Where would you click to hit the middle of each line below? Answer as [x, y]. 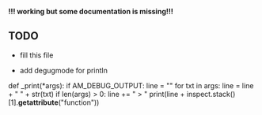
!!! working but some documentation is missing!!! [91, 11]
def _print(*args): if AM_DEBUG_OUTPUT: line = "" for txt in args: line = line [131, 85]
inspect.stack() [211, 94]
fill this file [36, 55]
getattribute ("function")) [59, 102]
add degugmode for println [64, 70]
